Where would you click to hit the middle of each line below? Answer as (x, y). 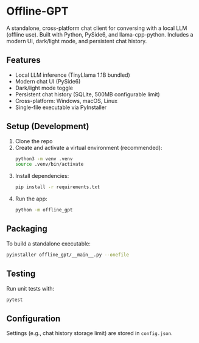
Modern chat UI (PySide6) (48, 81)
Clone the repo (34, 141)
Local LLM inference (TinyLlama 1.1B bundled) (73, 75)
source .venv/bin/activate (49, 164)
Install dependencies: (42, 176)
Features (23, 60)
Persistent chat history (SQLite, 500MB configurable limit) (87, 94)
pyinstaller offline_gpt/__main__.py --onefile (68, 255)
